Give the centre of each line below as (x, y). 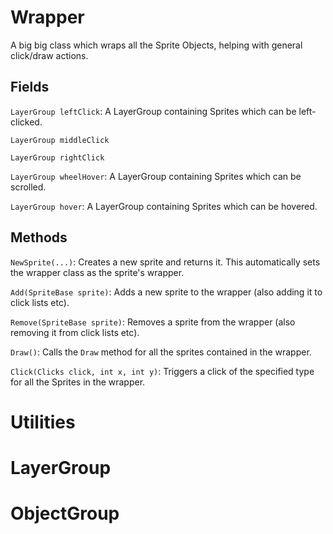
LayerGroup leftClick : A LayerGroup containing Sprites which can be (153, 111)
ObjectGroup (65, 513)
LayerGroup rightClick (57, 157)
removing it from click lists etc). (75, 332)
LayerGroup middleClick (60, 140)
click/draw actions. (49, 55)
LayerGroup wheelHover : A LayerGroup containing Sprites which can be (156, 176)
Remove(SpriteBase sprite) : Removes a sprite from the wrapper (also (153, 322)
